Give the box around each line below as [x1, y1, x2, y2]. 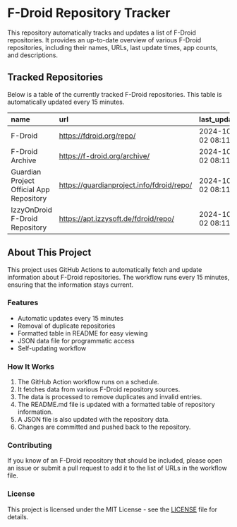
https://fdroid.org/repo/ [59, 131, 136, 141]
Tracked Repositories [7, 71, 104, 83]
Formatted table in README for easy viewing [17, 328, 148, 337]
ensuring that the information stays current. [7, 280, 134, 289]
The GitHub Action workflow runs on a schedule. [17, 378, 159, 386]
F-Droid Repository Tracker [7, 5, 171, 21]
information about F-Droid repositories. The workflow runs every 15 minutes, [7, 273, 230, 281]
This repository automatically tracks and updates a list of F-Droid [7, 28, 196, 37]
